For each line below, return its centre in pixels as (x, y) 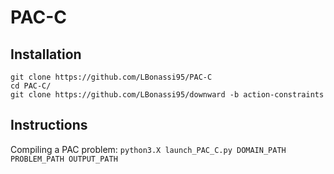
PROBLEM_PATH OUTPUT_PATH (64, 159)
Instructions (49, 125)
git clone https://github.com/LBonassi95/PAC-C (111, 77)
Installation (46, 54)
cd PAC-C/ (31, 86)
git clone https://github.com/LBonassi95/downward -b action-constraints (167, 95)
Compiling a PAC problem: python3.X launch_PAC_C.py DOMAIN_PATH (148, 149)
